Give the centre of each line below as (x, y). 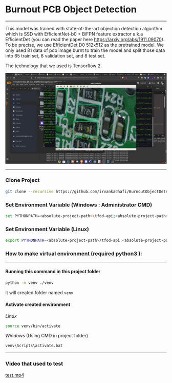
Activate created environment (38, 304)
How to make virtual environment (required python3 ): (74, 254)
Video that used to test (34, 364)
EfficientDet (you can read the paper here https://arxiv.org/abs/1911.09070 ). (85, 39)
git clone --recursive (29, 191)
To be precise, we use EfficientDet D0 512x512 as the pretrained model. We (85, 45)
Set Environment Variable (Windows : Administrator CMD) (79, 205)
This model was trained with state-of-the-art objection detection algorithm (84, 28)
